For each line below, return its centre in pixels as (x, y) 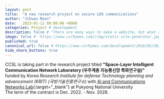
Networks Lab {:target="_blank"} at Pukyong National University (69, 87)
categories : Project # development (41, 28)
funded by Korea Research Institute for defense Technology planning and (79, 76)
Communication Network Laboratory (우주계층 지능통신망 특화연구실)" (75, 70)
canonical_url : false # (29, 46)
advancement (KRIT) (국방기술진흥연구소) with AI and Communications (75, 81)
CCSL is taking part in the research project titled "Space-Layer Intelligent (80, 64)
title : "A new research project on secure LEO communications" (72, 14)
